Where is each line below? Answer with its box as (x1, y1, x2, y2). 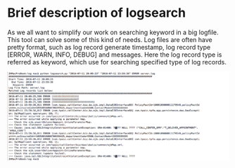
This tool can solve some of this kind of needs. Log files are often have (7, 35, 212, 43)
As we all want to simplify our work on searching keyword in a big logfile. (7, 28, 220, 36)
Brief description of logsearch (7, 5, 186, 21)
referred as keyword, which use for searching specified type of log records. (7, 57, 227, 66)
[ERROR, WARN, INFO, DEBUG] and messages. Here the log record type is (7, 50, 222, 59)
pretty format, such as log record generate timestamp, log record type (7, 43, 211, 51)
